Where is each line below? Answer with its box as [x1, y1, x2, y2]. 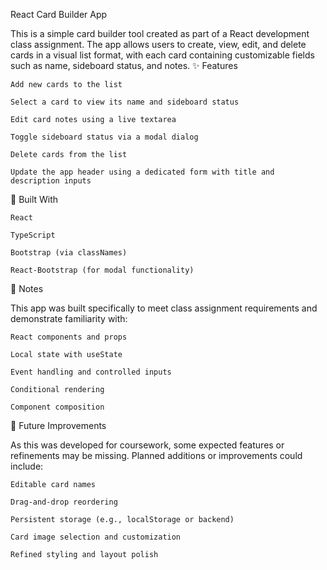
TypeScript [10, 230, 56, 240]
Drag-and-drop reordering [10, 497, 118, 507]
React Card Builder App [10, 9, 108, 20]
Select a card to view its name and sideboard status [10, 97, 240, 107]
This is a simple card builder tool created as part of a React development [10, 28, 310, 39]
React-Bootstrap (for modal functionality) [10, 265, 195, 275]
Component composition [10, 402, 105, 412]
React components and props [10, 332, 128, 342]
